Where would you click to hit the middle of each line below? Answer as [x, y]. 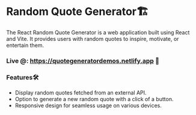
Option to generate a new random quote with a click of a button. [94, 99]
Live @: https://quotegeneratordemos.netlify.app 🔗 [83, 61]
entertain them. [25, 45]
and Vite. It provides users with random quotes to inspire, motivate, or [93, 39]
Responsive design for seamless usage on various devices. [88, 105]
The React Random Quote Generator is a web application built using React [98, 32]
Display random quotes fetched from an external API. [81, 93]
